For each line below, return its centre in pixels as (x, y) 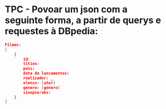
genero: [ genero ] (42, 88)
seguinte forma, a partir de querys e (83, 20)
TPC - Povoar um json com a (66, 9)
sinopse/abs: (37, 92)
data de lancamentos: (46, 73)
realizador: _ (38, 78)
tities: (31, 64)
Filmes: (13, 45)
